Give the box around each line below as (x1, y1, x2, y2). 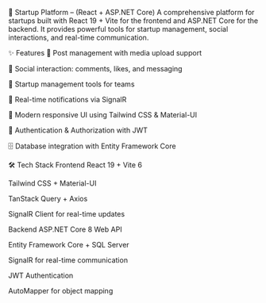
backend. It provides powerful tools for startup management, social (8, 25, 229, 33)
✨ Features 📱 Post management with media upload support (8, 48, 202, 57)
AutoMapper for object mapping (8, 286, 114, 295)
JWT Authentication (8, 270, 74, 280)
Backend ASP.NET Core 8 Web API (8, 224, 122, 234)
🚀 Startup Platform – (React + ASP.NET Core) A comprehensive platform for (8, 8, 255, 17)
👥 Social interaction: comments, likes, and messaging (8, 64, 183, 73)
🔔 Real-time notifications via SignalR (8, 95, 127, 104)
